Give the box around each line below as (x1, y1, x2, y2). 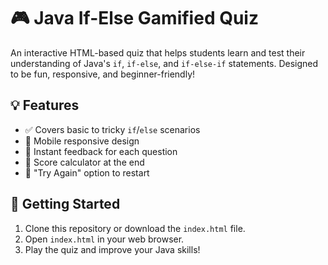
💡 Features (10, 97, 80, 114)
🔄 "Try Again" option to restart (24, 166, 150, 179)
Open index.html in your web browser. (24, 233, 185, 245)
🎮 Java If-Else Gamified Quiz (10, 7, 259, 30)
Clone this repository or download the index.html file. (24, 222, 246, 234)
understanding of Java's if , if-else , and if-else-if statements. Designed (10, 57, 319, 69)
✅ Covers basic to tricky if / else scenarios (24, 123, 201, 135)
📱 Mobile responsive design (24, 135, 140, 147)
